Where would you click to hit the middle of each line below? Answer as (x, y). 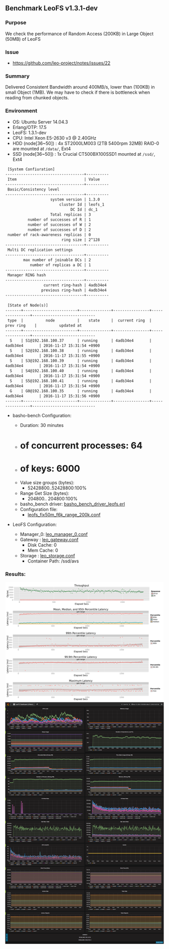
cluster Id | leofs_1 (82, 204)
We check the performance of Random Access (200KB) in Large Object (79, 34)
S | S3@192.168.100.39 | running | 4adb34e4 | (81, 361)
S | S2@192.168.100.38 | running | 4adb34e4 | (81, 351)
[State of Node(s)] (28, 305)
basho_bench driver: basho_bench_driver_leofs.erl (72, 504)
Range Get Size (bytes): (45, 493)
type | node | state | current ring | (79, 320)
